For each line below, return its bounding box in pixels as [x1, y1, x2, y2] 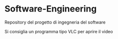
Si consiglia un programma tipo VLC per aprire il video [4, 28, 113, 34]
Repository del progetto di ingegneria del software [4, 19, 106, 25]
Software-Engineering [4, 3, 97, 14]
